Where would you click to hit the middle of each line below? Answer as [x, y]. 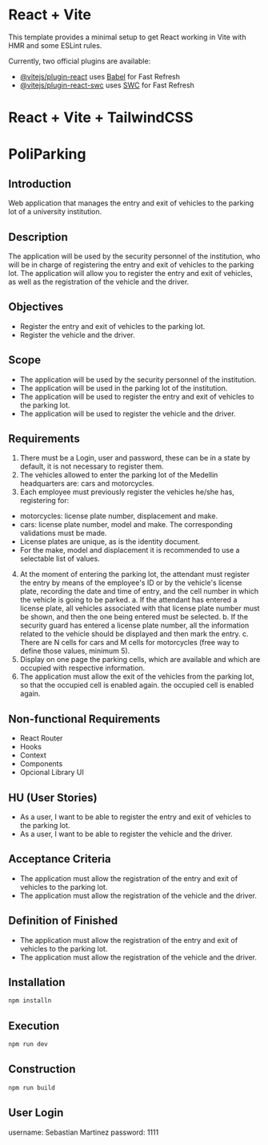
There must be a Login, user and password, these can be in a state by [135, 458]
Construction [42, 1069]
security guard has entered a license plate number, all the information [134, 625]
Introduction [40, 183]
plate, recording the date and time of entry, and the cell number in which [139, 591]
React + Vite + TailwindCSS [101, 118]
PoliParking [47, 154]
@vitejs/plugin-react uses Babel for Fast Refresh [100, 76]
